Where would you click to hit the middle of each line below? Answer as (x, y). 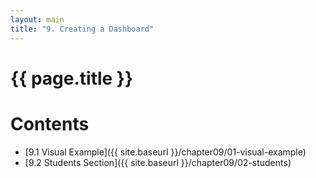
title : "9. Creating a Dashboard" (82, 29)
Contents (50, 123)
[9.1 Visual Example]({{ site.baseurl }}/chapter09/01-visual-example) (165, 152)
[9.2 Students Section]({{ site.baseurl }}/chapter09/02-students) (158, 162)
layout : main (37, 19)
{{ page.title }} (72, 78)
